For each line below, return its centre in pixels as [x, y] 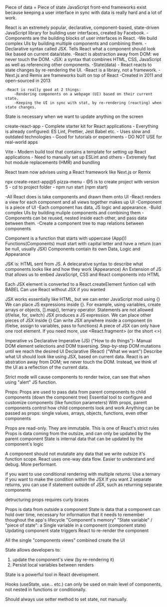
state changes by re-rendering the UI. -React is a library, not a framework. [81, 70]
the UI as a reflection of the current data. [47, 367]
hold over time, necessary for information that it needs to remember [75, 515]
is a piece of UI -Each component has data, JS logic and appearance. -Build [83, 207]
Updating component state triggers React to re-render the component [77, 531]
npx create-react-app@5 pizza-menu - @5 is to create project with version [82, 182]
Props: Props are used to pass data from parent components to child [76, 392]
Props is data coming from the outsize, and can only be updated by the [78, 433]
